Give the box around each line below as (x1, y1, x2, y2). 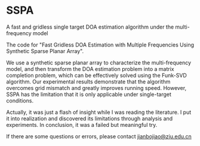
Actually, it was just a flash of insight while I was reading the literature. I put (6, 108, 192, 116)
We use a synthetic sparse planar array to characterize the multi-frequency (6, 59, 192, 66)
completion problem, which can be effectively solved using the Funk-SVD (6, 72, 187, 79)
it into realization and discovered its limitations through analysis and (6, 114, 173, 122)
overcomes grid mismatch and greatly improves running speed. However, (6, 84, 187, 91)
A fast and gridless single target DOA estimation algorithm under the (6, 23, 174, 30)
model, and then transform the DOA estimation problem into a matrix (6, 65, 174, 72)
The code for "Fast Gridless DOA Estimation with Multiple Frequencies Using (6, 41, 195, 48)
